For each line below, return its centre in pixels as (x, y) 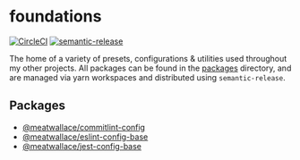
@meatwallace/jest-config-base (81, 146)
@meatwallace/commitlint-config (84, 127)
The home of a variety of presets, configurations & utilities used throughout (148, 58)
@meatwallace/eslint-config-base (85, 137)
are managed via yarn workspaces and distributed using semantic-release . (147, 77)
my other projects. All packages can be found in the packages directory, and (150, 68)
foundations (56, 17)
